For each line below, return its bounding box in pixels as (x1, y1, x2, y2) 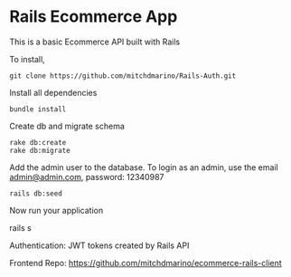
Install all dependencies (9, 87, 98, 98)
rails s (9, 222, 32, 233)
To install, (9, 53, 45, 64)
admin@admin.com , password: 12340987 (9, 171, 164, 182)
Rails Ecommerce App (9, 6, 178, 27)
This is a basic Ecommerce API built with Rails (9, 36, 181, 47)
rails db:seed (9, 188, 63, 198)
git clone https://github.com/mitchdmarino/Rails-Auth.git (9, 71, 237, 81)
